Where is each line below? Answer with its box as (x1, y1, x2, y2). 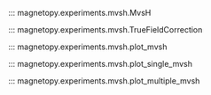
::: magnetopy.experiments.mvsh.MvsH (8, 8, 152, 18)
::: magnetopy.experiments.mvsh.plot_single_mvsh (8, 59, 192, 69)
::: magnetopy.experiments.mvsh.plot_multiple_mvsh (8, 76, 200, 86)
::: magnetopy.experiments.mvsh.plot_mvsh (8, 41, 168, 52)
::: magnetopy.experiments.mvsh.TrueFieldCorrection (8, 25, 203, 34)
